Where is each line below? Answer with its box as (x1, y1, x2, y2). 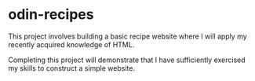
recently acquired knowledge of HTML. (8, 39, 135, 49)
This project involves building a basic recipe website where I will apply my (8, 31, 247, 41)
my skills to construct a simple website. (8, 63, 136, 72)
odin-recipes (8, 6, 94, 24)
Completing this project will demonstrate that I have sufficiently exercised (8, 55, 246, 64)
